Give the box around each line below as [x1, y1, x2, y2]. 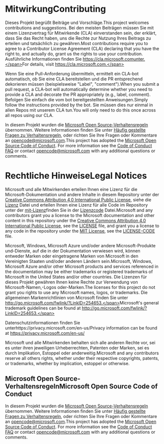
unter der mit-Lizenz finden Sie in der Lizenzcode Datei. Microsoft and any [5, 207, 153, 213]
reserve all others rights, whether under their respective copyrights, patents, [5, 355, 159, 361]
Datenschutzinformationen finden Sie [5, 320, 80, 326]
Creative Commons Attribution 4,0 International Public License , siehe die [5, 197, 152, 203]
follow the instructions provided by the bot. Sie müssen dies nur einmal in [5, 102, 153, 108]
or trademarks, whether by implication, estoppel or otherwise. [5, 360, 130, 366]
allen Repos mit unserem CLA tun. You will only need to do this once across [5, 107, 156, 113]
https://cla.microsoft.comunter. [82, 56, 145, 62]
